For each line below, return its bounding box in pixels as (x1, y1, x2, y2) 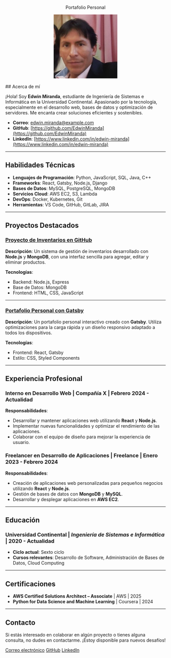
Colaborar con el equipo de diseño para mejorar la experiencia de (12, 434, 151, 440)
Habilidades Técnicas (5, 161, 75, 170)
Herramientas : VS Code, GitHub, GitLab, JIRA (12, 201, 109, 207)
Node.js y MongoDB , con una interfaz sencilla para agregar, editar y (5, 253, 149, 260)
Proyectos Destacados (5, 221, 79, 230)
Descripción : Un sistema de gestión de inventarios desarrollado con (5, 248, 149, 254)
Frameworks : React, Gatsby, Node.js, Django (12, 180, 108, 186)
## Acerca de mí (5, 84, 40, 89)
